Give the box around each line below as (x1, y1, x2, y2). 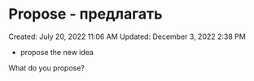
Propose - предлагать (8, 5, 163, 23)
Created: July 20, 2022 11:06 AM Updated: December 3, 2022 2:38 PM (8, 32, 246, 41)
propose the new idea (20, 47, 94, 57)
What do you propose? (8, 62, 85, 73)
